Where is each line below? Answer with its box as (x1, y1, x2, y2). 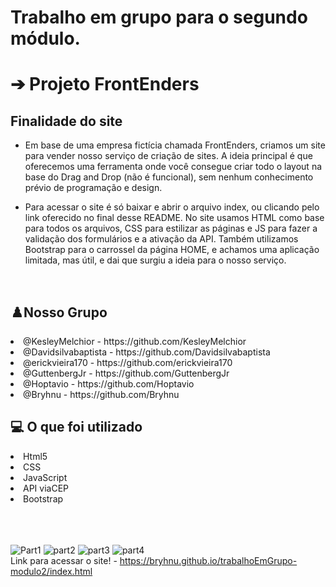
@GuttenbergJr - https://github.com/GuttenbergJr (23, 367, 230, 379)
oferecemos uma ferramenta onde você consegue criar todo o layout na (24, 161, 323, 173)
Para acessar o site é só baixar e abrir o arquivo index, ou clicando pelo (24, 201, 320, 213)
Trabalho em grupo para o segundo (10, 6, 308, 29)
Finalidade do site (10, 112, 123, 130)
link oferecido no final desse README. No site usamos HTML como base (24, 212, 325, 224)
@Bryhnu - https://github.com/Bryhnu (23, 389, 180, 400)
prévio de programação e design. (24, 182, 163, 194)
